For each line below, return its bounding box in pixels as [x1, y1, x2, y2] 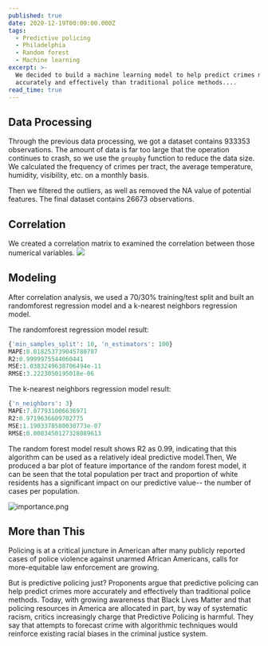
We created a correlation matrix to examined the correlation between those [8, 238, 255, 248]
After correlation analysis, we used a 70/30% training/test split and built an [8, 292, 254, 301]
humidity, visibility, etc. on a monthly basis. [8, 171, 149, 180]
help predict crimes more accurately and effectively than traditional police [8, 587, 251, 597]
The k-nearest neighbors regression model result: [8, 384, 171, 394]
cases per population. [8, 486, 80, 495]
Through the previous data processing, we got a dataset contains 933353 [8, 136, 250, 146]
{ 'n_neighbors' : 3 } [8, 400, 73, 408]
